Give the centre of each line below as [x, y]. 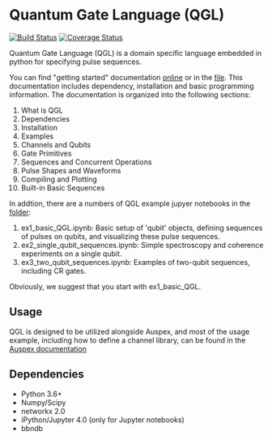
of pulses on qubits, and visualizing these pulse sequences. [121, 236]
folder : [20, 211]
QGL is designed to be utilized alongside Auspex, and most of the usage [130, 331]
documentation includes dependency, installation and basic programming [132, 86]
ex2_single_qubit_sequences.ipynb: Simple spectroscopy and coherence [142, 245]
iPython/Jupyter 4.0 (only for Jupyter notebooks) [102, 420]
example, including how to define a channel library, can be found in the [127, 340]
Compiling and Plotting [59, 179]
